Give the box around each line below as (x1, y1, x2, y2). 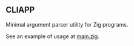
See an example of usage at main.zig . (5, 33, 99, 40)
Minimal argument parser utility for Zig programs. (5, 21, 129, 28)
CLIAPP (5, 5, 35, 15)
